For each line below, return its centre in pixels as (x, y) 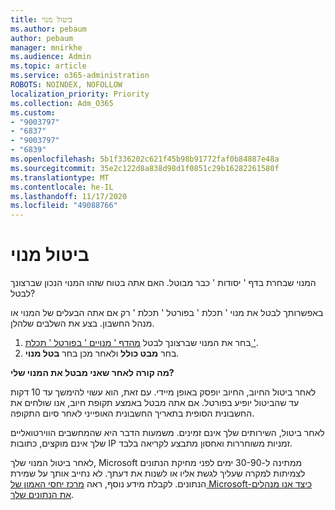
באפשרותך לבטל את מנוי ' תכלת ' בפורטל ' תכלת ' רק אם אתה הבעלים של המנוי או (167, 313)
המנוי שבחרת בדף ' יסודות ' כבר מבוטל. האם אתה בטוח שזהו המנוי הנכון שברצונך (163, 283)
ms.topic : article (48, 66)
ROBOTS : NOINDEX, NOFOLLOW (66, 85)
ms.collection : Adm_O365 (62, 103)
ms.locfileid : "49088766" (64, 206)
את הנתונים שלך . (42, 495)
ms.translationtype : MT (60, 177)
